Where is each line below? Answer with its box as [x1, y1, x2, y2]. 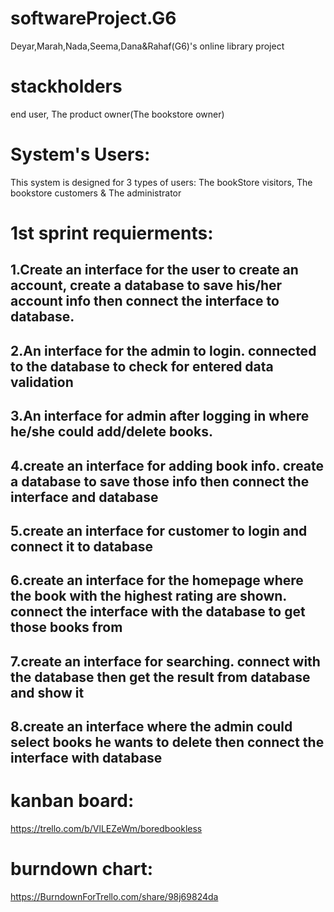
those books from [10, 619, 123, 636]
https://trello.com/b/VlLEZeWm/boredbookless [10, 823, 203, 835]
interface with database [10, 750, 163, 767]
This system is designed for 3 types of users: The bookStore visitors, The [10, 176, 313, 188]
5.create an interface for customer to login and [10, 522, 308, 539]
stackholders [10, 75, 123, 98]
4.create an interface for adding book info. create [10, 457, 325, 474]
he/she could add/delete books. [10, 423, 213, 441]
